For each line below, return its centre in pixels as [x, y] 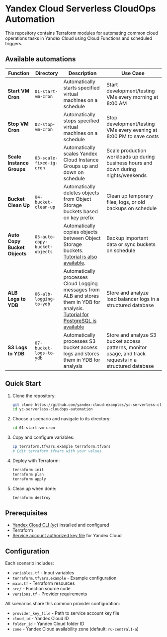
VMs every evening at [132, 130]
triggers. [14, 43]
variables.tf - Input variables [43, 573]
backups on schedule [132, 208]
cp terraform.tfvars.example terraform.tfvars [61, 447]
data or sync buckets [131, 244]
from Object [77, 199]
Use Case [133, 73]
